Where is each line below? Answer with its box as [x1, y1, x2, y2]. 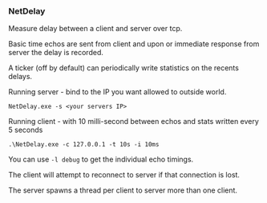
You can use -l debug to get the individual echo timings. [8, 154, 194, 165]
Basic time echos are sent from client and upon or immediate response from [8, 39, 260, 49]
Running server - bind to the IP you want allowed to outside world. [8, 87, 227, 97]
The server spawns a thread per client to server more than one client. [8, 185, 238, 195]
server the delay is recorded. [8, 48, 104, 58]
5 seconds [8, 125, 43, 135]
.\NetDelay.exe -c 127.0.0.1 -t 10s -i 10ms [8, 141, 160, 149]
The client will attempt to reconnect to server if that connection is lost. [8, 170, 241, 180]
